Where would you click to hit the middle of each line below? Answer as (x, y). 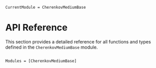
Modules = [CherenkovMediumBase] (41, 61)
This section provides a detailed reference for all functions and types (78, 41)
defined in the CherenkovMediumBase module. (52, 47)
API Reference (36, 28)
